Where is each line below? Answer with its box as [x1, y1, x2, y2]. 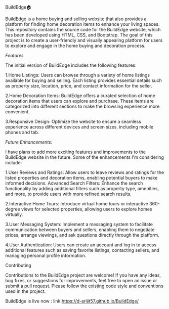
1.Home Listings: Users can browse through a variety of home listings [5, 72, 150, 78]
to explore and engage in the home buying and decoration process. [5, 42, 146, 49]
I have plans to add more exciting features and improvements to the [5, 149, 146, 155]
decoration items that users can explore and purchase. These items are [5, 98, 154, 104]
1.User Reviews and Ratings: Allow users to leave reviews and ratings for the [5, 169, 164, 175]
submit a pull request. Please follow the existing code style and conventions [5, 283, 163, 289]
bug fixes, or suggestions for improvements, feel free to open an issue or [5, 278, 158, 283]
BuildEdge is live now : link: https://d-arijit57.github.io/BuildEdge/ [5, 298, 139, 304]
